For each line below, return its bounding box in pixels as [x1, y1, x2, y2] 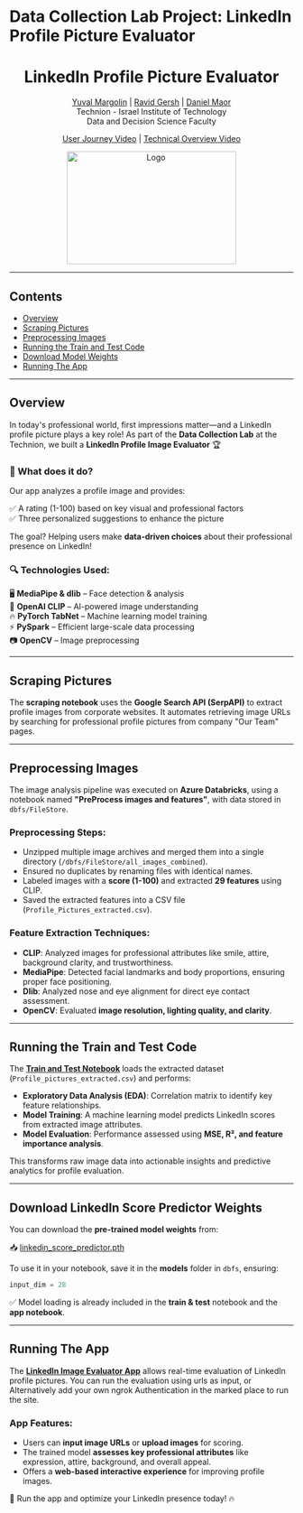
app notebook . [9, 1307, 65, 1318]
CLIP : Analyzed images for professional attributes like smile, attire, [22, 947, 270, 958]
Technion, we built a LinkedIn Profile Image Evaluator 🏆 [9, 439, 222, 450]
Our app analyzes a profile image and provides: [9, 486, 186, 497]
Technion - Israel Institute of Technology [76, 107, 227, 117]
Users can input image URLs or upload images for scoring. [22, 1437, 243, 1448]
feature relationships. [22, 1100, 102, 1111]
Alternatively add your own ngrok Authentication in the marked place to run [9, 1384, 289, 1396]
